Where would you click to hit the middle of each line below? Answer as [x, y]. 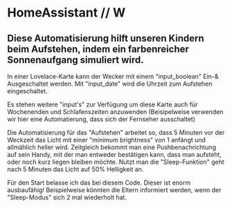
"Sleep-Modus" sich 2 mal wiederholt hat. [67, 197]
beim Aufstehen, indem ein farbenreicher [98, 49]
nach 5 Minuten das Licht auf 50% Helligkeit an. [75, 169]
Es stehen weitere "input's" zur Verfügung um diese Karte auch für [102, 104]
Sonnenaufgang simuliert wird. [75, 60]
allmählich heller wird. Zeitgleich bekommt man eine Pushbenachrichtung [112, 147]
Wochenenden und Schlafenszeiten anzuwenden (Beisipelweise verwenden [115, 112]
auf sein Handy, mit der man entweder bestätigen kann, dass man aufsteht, [114, 154]
